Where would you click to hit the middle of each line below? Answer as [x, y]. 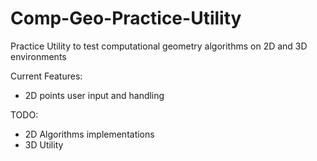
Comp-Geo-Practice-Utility [126, 18]
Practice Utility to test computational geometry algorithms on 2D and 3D [159, 46]
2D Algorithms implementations [89, 134]
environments [38, 56]
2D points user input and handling [94, 95]
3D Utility [44, 144]
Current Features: [46, 76]
